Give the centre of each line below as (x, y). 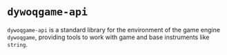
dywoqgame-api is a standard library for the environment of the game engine (114, 30)
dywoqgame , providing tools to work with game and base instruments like (108, 37)
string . (17, 44)
